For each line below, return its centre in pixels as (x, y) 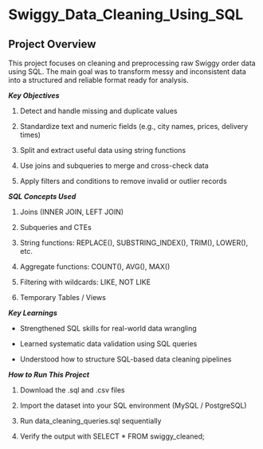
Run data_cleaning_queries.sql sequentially (90, 421)
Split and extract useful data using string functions (102, 150)
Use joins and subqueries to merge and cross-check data (114, 166)
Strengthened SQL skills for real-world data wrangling (108, 328)
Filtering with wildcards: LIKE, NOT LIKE (85, 282)
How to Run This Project (49, 375)
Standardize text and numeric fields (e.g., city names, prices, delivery (134, 126)
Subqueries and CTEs (55, 227)
